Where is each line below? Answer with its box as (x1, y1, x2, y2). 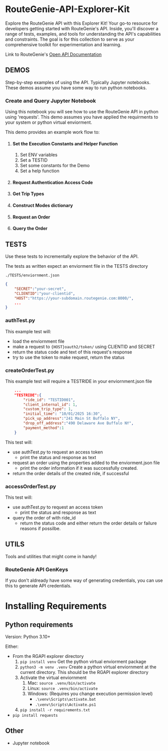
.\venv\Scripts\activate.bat (35, 697, 97, 702)
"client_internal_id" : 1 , (23, 402, 78, 407)
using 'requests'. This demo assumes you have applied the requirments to (5, 114, 158, 120)
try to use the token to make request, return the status (12, 354, 125, 360)
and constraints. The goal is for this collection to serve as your (5, 36, 135, 42)
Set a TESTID (20, 157, 48, 163)
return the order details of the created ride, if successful (12, 470, 129, 476)
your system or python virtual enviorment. (5, 119, 92, 125)
